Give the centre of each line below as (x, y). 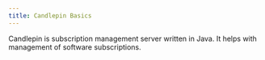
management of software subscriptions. (75, 47)
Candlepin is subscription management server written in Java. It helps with (132, 38)
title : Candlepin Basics (50, 16)
